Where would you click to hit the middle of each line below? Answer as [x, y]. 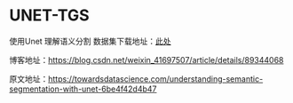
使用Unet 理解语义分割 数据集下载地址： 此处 [90, 41]
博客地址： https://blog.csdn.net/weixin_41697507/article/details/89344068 [146, 59]
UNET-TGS [50, 16]
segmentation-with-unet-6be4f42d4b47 [83, 89]
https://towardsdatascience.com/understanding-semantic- [156, 79]
